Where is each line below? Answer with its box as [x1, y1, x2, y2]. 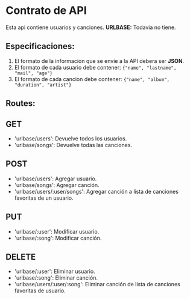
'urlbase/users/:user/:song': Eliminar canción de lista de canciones [14, 281, 180, 288]
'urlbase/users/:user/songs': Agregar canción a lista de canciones [14, 188, 179, 195]
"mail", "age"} [14, 70, 53, 76]
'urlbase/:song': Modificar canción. [14, 234, 102, 241]
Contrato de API [5, 4, 87, 18]
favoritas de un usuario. [14, 194, 74, 202]
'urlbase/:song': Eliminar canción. [14, 274, 98, 281]
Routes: [5, 98, 36, 109]
